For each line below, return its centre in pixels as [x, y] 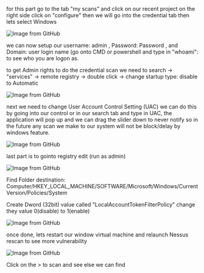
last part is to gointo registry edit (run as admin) [66, 156]
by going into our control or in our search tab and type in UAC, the [89, 113]
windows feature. [28, 133]
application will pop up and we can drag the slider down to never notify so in [102, 119]
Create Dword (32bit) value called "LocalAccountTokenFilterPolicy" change [101, 204]
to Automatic [22, 83]
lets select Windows [31, 22]
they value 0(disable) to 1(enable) [48, 211]
